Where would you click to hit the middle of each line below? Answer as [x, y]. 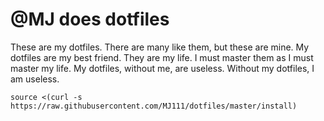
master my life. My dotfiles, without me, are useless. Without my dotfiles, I [162, 68]
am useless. [35, 79]
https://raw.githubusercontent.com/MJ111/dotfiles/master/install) [154, 106]
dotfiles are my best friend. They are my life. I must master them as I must [162, 57]
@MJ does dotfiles [90, 19]
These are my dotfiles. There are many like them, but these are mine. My [160, 47]
